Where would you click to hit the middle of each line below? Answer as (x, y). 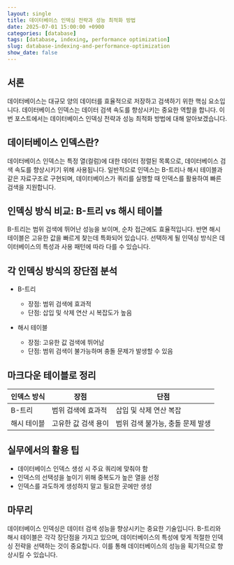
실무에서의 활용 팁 (43, 451)
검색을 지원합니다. (32, 187)
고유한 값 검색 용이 (80, 423)
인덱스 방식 (28, 396)
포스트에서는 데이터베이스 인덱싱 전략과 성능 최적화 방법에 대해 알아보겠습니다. (121, 118)
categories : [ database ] (42, 33)
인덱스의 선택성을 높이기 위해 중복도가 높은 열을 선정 (88, 477)
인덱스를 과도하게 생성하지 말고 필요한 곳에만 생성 (85, 486)
